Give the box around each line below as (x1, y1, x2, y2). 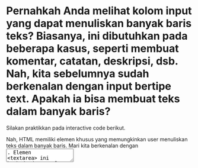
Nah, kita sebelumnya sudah (6, 67, 149, 80)
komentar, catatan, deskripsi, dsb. (6, 54, 178, 68)
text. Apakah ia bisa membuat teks (6, 92, 180, 106)
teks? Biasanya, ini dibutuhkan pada (6, 30, 188, 43)
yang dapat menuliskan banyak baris (6, 17, 191, 30)
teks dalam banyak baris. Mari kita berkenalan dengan (6, 142, 138, 149)
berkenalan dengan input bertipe (6, 80, 172, 93)
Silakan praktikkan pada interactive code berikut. (6, 124, 126, 131)
